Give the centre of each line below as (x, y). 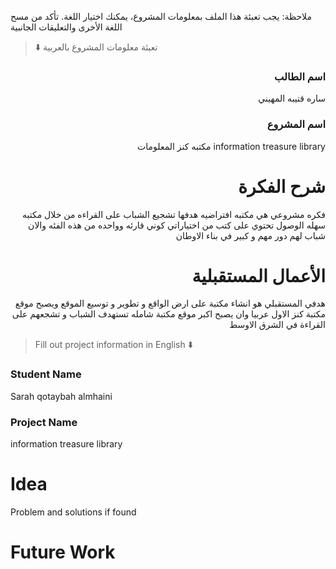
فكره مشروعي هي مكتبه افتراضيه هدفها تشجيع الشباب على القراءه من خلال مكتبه (173, 214)
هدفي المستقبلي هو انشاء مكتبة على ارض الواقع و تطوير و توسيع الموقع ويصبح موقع (170, 303)
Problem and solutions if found (73, 512)
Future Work (63, 552)
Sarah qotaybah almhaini (61, 396)
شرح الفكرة (282, 186)
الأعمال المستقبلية (258, 275)
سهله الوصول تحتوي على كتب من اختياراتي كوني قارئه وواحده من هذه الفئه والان (177, 225)
